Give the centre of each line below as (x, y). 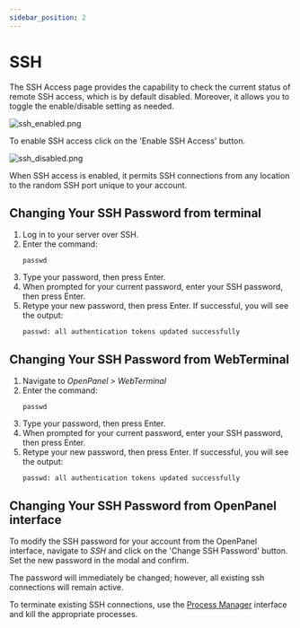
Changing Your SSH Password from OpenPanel (143, 506)
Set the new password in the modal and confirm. (99, 560)
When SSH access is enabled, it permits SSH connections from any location (150, 175)
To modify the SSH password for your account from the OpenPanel (133, 541)
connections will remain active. (66, 587)
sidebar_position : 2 (48, 17)
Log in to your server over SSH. (80, 235)
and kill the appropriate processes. (74, 614)
